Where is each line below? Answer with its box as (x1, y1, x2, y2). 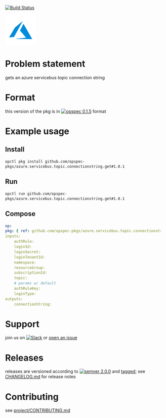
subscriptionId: (14, 270, 48, 275)
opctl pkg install (5, 159, 43, 164)
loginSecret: (14, 249, 41, 255)
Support (5, 318, 40, 329)
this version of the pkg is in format (5, 108, 106, 114)
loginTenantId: (14, 255, 45, 260)
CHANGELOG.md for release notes (5, 374, 76, 380)
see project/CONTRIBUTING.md (5, 408, 71, 414)
